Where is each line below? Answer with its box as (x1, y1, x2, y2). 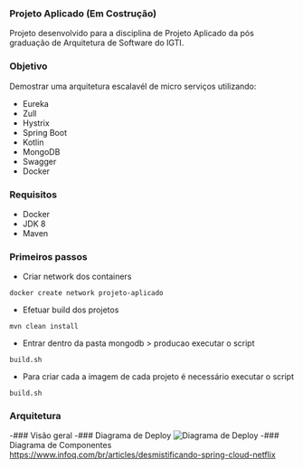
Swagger (22, 156, 57, 167)
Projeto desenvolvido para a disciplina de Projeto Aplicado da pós (9, 28, 255, 39)
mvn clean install (9, 322, 79, 331)
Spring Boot (22, 127, 68, 138)
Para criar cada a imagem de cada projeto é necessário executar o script (22, 371, 295, 382)
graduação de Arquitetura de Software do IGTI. (9, 37, 185, 48)
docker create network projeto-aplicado (9, 289, 165, 298)
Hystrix (22, 117, 50, 129)
